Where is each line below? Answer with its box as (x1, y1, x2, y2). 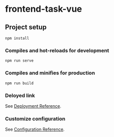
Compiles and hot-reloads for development (5, 47, 110, 54)
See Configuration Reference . (5, 126, 65, 133)
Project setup (5, 23, 47, 31)
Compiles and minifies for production (5, 69, 95, 76)
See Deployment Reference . (5, 103, 62, 109)
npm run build (5, 81, 34, 86)
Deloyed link (5, 92, 35, 99)
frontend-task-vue (5, 3, 82, 15)
